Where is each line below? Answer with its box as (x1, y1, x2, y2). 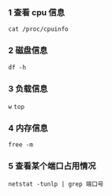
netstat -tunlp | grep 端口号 (8, 180, 104, 188)
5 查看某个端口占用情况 (8, 161, 96, 172)
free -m (8, 141, 34, 149)
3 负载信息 (8, 83, 48, 94)
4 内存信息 (8, 122, 49, 133)
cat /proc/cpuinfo (8, 25, 69, 33)
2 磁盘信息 (8, 45, 48, 56)
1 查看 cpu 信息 (8, 6, 65, 17)
